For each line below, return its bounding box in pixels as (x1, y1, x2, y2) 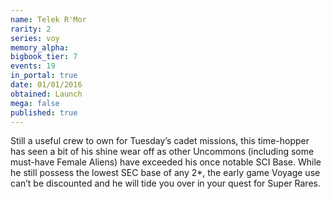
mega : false (10, 98, 60, 108)
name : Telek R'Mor (10, 14, 87, 25)
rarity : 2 (10, 24, 52, 34)
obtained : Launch (10, 89, 83, 99)
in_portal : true (10, 71, 78, 81)
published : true (10, 107, 78, 118)
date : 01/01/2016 (10, 80, 83, 90)
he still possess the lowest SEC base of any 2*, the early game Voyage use (10, 167, 321, 179)
